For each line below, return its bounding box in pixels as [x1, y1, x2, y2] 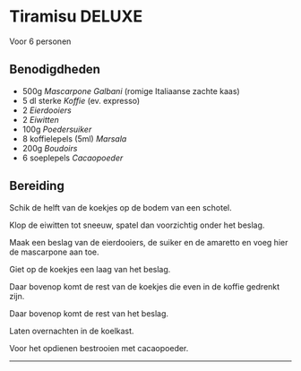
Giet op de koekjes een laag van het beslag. [9, 263, 171, 274]
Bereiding [9, 178, 64, 194]
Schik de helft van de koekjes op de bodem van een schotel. [9, 202, 232, 212]
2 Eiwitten [21, 114, 60, 125]
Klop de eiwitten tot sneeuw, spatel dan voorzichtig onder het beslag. [9, 220, 265, 230]
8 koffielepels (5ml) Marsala [21, 133, 127, 144]
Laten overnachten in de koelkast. [9, 325, 134, 336]
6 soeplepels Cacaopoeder [21, 152, 124, 163]
